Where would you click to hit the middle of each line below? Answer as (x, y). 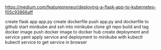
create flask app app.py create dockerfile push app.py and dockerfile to (77, 22)
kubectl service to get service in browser (46, 42)
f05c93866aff (19, 12)
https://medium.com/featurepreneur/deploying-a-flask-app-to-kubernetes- (81, 7)
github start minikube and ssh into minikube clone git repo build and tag (77, 27)
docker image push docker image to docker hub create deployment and (77, 32)
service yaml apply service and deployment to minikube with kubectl (74, 37)
